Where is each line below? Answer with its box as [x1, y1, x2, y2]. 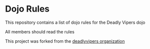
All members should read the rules [5, 29, 75, 34]
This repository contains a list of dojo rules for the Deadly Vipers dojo [5, 19, 146, 25]
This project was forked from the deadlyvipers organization [5, 38, 125, 44]
